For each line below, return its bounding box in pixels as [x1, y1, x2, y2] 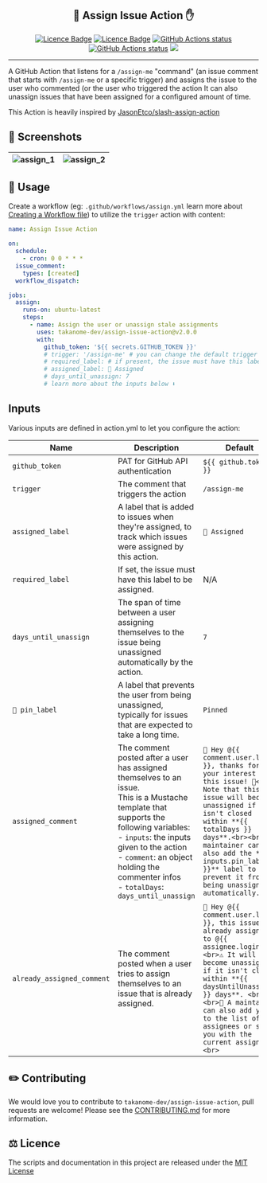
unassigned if [202, 801, 257, 810]
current [202, 1037, 232, 1047]
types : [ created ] [22, 269, 80, 277]
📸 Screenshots [8, 131, 83, 144]
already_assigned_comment [12, 974, 110, 983]
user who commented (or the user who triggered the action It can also [8, 83, 238, 92]
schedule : [15, 248, 48, 256]
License [8, 1166, 34, 1176]
